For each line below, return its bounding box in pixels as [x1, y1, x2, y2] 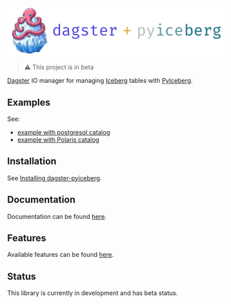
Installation [7, 155, 57, 167]
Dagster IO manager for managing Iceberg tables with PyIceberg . [7, 77, 193, 85]
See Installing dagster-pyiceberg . [7, 173, 102, 182]
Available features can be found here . [7, 251, 114, 259]
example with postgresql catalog [17, 128, 111, 136]
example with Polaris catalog [17, 135, 100, 144]
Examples [7, 96, 50, 108]
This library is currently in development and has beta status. [7, 289, 178, 297]
